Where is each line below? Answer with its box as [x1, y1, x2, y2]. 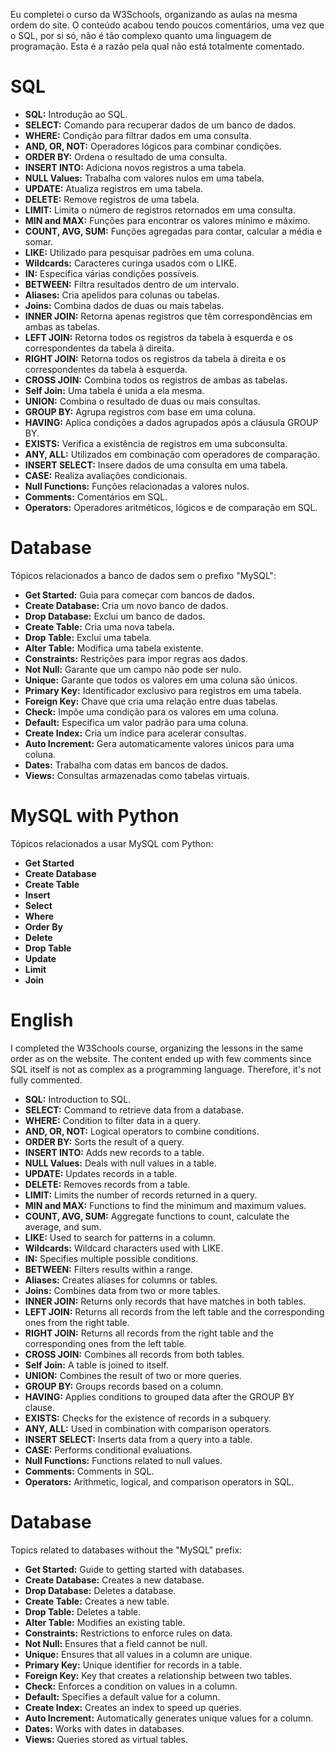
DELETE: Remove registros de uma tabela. [24, 193, 200, 205]
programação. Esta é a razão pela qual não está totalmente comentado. [10, 40, 305, 52]
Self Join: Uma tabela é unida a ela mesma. [24, 384, 205, 396]
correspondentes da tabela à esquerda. [24, 363, 188, 375]
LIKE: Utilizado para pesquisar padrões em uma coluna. [24, 246, 255, 258]
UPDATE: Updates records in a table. [24, 1167, 178, 1179]
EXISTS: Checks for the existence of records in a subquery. [24, 1412, 272, 1424]
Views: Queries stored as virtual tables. [24, 1733, 188, 1745]
